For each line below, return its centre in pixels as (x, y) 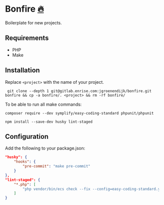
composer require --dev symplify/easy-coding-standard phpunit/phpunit (79, 113)
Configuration (27, 137)
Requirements (27, 38)
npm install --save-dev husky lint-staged (49, 122)
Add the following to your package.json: (45, 148)
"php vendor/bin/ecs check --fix (57, 189)
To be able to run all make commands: (43, 104)
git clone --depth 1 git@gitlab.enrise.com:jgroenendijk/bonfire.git (79, 91)
